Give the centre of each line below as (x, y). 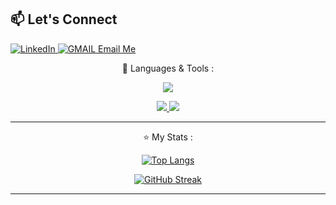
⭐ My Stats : (168, 137)
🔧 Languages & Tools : (168, 68)
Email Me (117, 48)
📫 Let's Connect (64, 19)
